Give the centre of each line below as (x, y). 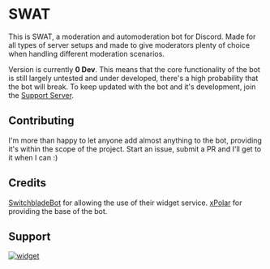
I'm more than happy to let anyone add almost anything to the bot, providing (135, 140)
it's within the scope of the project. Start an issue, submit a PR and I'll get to (135, 149)
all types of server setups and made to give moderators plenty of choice (129, 45)
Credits (28, 183)
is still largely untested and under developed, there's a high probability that (133, 78)
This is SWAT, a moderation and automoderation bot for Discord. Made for (132, 36)
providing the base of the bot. (58, 211)
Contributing (41, 121)
